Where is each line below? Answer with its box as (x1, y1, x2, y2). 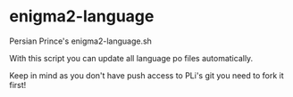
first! (9, 79, 27, 90)
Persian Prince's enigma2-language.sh (9, 36, 152, 46)
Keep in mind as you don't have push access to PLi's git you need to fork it (9, 69, 284, 81)
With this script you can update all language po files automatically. (9, 53, 254, 63)
